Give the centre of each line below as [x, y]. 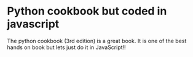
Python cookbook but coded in [87, 11]
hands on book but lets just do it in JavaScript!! [66, 47]
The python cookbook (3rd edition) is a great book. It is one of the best [97, 41]
